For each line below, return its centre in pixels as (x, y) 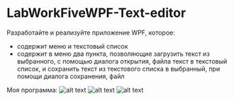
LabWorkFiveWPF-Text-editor (96, 13)
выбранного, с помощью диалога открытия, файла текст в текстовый (122, 61)
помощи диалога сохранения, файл (71, 76)
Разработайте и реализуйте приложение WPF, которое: (91, 32)
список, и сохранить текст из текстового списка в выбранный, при (118, 69)
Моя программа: (32, 90)
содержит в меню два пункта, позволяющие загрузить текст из (113, 54)
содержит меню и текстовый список (72, 46)
